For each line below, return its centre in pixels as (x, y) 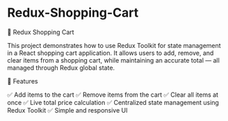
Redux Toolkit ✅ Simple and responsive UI (67, 110)
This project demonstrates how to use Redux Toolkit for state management (114, 45)
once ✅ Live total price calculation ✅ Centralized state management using (113, 102)
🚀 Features (23, 81)
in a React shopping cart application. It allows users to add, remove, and (111, 53)
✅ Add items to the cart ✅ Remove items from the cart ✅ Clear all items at (113, 95)
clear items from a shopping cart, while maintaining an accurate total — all (114, 60)
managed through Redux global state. (61, 67)
